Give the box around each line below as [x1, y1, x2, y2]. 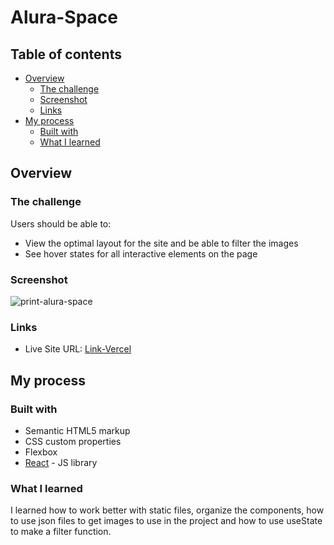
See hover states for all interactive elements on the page [24, 247, 258, 260]
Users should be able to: [10, 217, 112, 230]
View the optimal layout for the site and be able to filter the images [24, 237, 299, 249]
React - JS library [24, 456, 98, 468]
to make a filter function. [10, 526, 112, 538]
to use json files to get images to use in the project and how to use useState [10, 515, 323, 527]
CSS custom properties [24, 435, 122, 447]
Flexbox [24, 446, 58, 458]
